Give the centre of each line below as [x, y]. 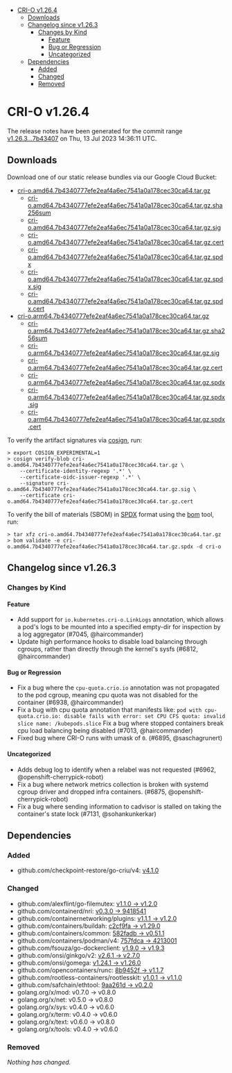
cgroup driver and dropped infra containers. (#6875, [92, 792]
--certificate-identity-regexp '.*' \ [75, 471]
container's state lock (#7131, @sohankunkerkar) [87, 814]
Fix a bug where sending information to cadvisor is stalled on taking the [119, 806]
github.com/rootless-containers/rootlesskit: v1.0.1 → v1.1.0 [99, 977]
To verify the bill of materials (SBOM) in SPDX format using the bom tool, [111, 514]
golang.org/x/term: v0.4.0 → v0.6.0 [67, 1014]
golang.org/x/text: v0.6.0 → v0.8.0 [66, 1022]
